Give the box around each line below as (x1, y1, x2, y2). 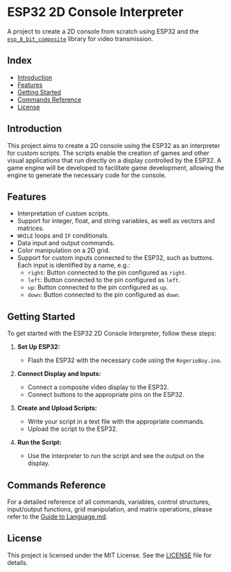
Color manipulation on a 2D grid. (17, 246, 110, 254)
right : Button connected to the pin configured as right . (27, 268, 187, 277)
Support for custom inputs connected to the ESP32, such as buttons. (17, 254, 214, 262)
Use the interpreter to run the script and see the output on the (27, 452, 205, 460)
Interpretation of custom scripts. (17, 209, 110, 218)
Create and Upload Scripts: (17, 404, 97, 412)
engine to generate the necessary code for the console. (7, 171, 166, 179)
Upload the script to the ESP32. (27, 425, 118, 433)
